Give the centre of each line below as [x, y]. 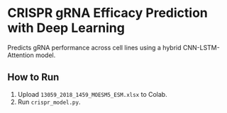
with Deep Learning [66, 28]
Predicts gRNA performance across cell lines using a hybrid [95, 47]
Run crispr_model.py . [49, 102]
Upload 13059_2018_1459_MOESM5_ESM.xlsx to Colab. [93, 94]
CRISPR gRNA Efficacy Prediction [107, 13]
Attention [21, 55]
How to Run [33, 77]
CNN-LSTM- [201, 47]
